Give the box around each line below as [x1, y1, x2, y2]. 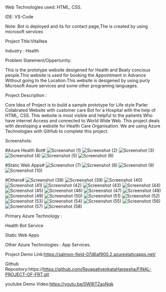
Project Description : [5, 93, 47, 98]
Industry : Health [5, 48, 40, 53]
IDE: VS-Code [5, 14, 34, 19]
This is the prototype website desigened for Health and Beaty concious [5, 67, 151, 73]
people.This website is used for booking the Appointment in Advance [5, 72, 146, 78]
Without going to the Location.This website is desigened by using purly [5, 78, 150, 83]
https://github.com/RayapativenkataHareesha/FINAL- [43, 266, 152, 272]
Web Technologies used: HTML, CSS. [5, 4, 82, 10]
